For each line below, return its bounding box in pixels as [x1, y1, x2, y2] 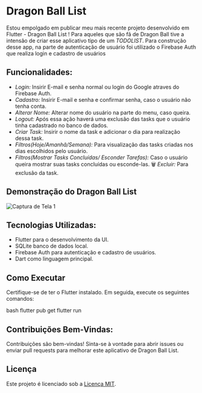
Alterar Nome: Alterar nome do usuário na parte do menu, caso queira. [14, 108, 191, 116]
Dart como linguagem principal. [14, 255, 93, 263]
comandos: [6, 295, 34, 303]
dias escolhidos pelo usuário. [14, 147, 88, 154]
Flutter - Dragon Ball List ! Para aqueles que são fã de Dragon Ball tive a [6, 30, 185, 37]
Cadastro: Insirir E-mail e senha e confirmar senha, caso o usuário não [14, 96, 191, 103]
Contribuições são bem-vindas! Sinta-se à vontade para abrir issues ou [6, 341, 184, 347]
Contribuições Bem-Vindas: [6, 324, 113, 335]
